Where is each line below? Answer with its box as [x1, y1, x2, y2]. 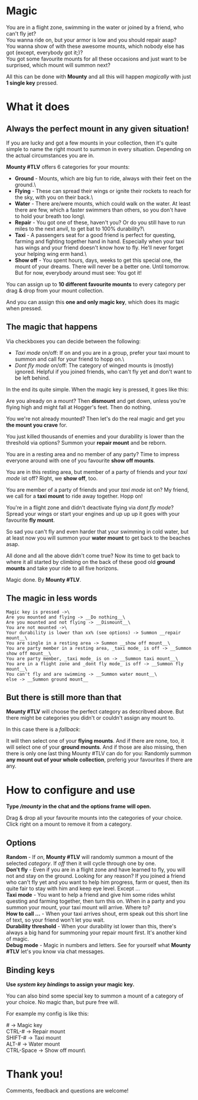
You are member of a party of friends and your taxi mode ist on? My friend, [6, 486, 189, 493]
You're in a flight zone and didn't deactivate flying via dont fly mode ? [6, 504, 174, 511]
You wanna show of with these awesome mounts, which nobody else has [6, 43, 184, 50]
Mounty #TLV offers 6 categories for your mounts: [6, 163, 130, 170]
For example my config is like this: [6, 1010, 89, 1017]
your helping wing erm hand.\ [14, 250, 87, 257]
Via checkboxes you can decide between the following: [6, 338, 141, 345]
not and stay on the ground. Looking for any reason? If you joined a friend [6, 873, 186, 880]
